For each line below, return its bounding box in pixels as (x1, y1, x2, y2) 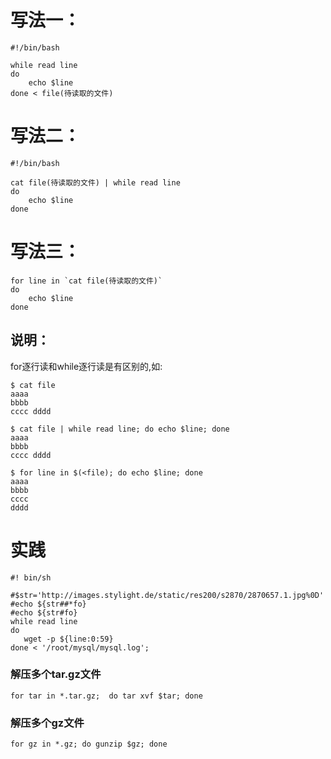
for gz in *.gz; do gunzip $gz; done (10, 739, 168, 750)
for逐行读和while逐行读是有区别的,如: (10, 360, 163, 372)
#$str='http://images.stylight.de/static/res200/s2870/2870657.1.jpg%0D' (10, 590, 325, 600)
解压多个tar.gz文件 (10, 667, 102, 681)
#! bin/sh (10, 572, 52, 583)
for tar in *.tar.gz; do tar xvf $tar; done (10, 691, 203, 701)
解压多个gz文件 (10, 716, 85, 730)
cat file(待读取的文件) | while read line (10, 177, 181, 188)
